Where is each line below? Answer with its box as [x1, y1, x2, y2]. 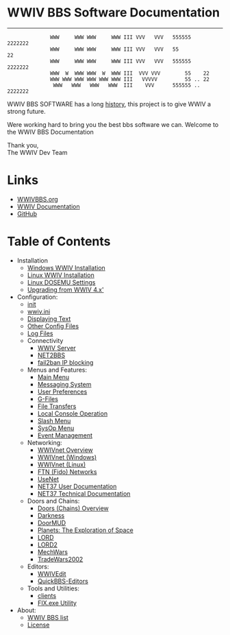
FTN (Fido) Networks [37, 468, 97, 476]
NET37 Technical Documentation [37, 489, 131, 498]
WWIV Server [37, 344, 77, 352]
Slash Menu [37, 416, 71, 424]
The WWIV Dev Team [7, 148, 68, 156]
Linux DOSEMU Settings [27, 278, 96, 286]
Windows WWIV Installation [27, 263, 106, 272]
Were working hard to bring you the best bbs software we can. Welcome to [7, 120, 219, 128]
